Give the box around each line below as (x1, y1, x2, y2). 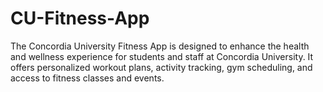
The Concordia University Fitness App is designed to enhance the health (10, 40, 310, 52)
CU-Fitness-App (10, 7, 150, 30)
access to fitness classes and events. (10, 72, 165, 84)
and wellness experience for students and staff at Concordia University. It (10, 50, 314, 62)
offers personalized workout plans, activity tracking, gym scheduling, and (10, 61, 313, 73)
